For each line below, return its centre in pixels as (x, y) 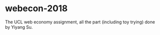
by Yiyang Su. (19, 27)
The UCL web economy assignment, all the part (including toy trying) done (80, 22)
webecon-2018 (36, 9)
